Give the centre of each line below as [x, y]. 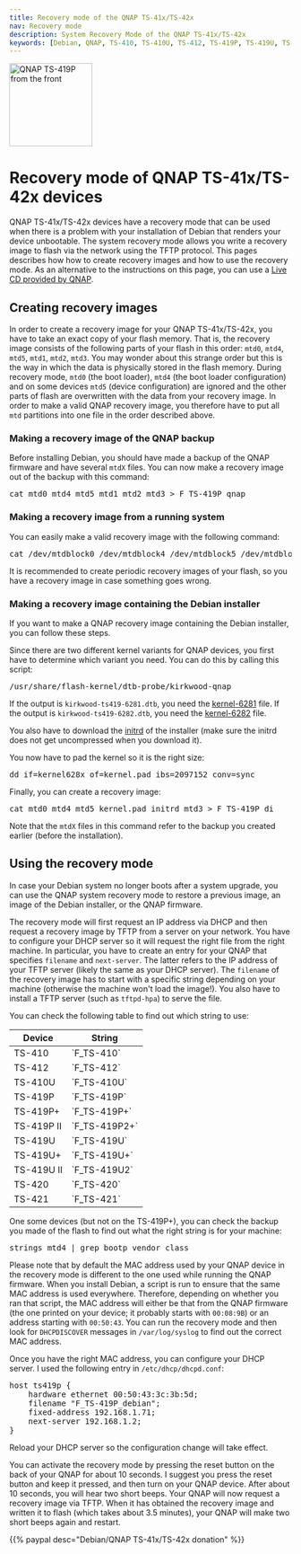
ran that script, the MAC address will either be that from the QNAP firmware [149, 1302]
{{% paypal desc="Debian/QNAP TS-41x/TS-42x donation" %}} [127, 1539]
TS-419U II [38, 1170]
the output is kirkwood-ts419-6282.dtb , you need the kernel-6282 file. [138, 713]
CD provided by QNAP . [52, 279]
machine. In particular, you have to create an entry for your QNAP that [138, 950]
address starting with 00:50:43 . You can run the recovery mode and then [143, 1322]
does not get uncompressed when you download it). [106, 740]
